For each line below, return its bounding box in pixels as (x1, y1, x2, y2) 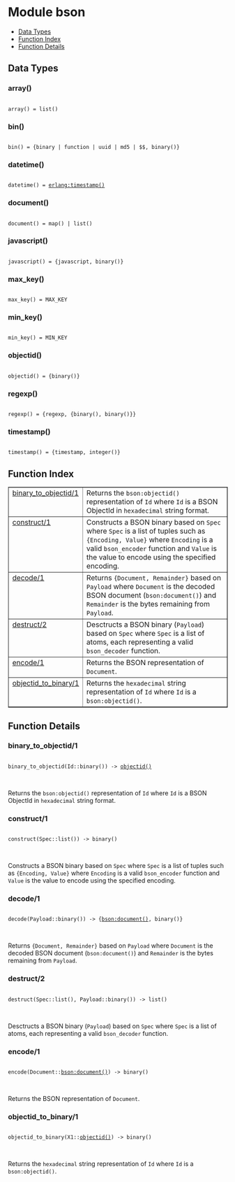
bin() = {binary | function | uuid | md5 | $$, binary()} (8, 143, 180, 150)
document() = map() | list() (8, 220, 93, 227)
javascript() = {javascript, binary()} (8, 258, 124, 265)
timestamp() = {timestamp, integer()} (8, 449, 121, 456)
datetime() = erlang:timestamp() (8, 182, 105, 189)
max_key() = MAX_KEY (8, 297, 68, 304)
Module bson (8, 4, 86, 20)
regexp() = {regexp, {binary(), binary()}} (8, 411, 137, 418)
